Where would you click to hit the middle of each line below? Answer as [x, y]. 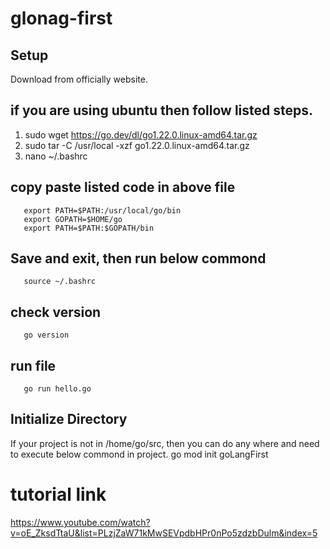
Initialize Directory [69, 419]
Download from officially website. [79, 79]
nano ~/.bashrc [56, 156]
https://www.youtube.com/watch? [80, 522]
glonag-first [61, 18]
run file [33, 365]
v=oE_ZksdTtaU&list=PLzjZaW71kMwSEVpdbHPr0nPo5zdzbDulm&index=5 [164, 533]
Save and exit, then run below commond [138, 258]
